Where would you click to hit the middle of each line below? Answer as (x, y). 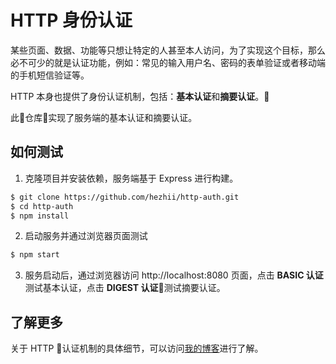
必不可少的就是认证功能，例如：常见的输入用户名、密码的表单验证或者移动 (163, 62)
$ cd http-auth (42, 206)
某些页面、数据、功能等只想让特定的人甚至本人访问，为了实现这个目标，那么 (168, 50)
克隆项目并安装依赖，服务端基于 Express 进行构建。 (131, 178)
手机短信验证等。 (54, 75)
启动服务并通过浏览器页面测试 (86, 236)
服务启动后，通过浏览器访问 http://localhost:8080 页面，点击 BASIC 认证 (174, 275)
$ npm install (40, 216)
